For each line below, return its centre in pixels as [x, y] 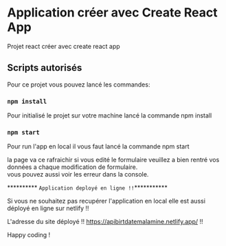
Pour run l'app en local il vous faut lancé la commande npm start [98, 146]
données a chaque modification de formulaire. [72, 167]
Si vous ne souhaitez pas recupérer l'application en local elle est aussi [106, 201]
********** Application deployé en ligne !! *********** [88, 188]
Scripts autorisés [45, 68]
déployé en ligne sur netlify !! [48, 208]
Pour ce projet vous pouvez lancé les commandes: [79, 85]
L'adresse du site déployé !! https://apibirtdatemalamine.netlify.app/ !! [105, 222]
